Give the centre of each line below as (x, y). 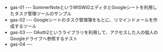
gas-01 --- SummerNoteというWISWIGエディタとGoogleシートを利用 (81, 7)
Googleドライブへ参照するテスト (44, 38)
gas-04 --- (21, 44)
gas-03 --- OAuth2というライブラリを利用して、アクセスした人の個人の (84, 32)
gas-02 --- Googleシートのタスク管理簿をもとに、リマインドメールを (81, 20)
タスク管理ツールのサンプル (43, 13)
